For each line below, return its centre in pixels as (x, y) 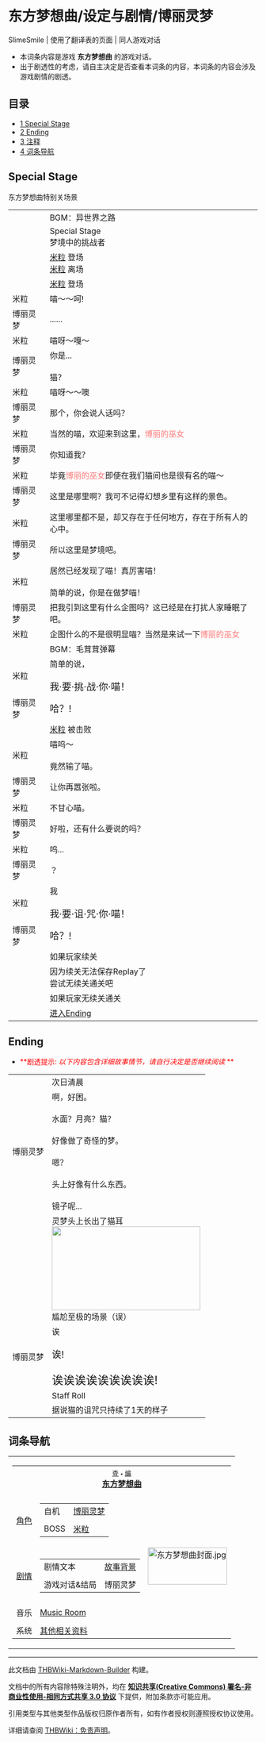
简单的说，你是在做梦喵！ (97, 592)
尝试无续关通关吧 (81, 983)
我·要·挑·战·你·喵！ (90, 686)
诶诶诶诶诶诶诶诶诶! (105, 1381)
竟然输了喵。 (73, 766)
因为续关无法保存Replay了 (98, 971)
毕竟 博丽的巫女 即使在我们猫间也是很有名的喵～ (137, 475)
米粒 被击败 (70, 729)
